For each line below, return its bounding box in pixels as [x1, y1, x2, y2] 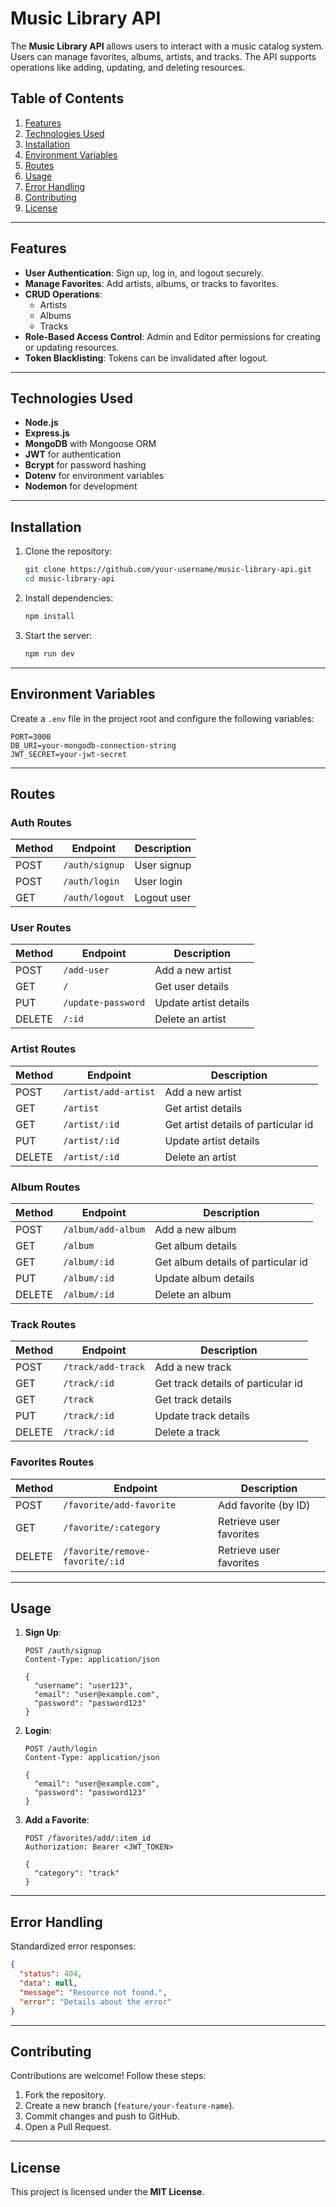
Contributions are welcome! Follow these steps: [10, 2070, 207, 2082]
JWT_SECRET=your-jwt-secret [10, 749, 128, 759]
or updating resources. [24, 341, 120, 353]
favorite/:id [63, 1555, 125, 1567]
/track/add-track [63, 1362, 146, 1373]
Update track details [154, 1409, 250, 1423]
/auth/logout [63, 892, 125, 904]
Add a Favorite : [24, 1814, 90, 1826]
